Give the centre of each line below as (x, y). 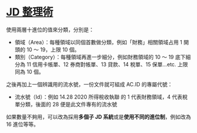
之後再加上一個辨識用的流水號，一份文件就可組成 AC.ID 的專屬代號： (89, 84)
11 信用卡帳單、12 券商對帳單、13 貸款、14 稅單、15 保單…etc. (101, 64)
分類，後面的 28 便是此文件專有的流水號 (68, 104)
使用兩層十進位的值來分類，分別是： (50, 30)
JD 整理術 (30, 12)
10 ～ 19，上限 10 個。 (53, 49)
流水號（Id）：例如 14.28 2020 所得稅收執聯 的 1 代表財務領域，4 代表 (98, 97)
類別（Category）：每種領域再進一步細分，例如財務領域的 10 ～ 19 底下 (100, 57)
